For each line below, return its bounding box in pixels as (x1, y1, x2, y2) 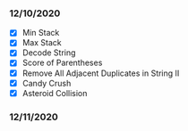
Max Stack (21, 37, 63, 48)
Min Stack (21, 28, 60, 38)
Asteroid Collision (21, 87, 88, 98)
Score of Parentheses (21, 57, 103, 69)
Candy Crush (21, 78, 72, 88)
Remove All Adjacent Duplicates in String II (21, 68, 180, 78)
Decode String (21, 47, 76, 58)
